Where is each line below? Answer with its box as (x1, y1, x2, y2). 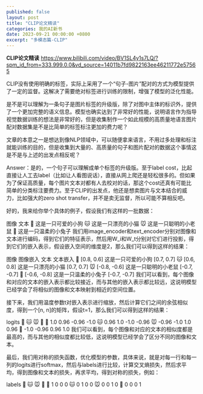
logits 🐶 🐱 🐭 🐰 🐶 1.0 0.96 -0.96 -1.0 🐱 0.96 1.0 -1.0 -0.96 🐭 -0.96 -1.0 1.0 (6, 318, 192, 326)
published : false (6, 8, 50, 15)
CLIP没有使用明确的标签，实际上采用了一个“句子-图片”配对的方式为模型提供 (6, 80, 195, 87)
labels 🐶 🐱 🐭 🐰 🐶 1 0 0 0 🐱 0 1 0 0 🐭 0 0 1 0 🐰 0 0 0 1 (6, 381, 142, 388)
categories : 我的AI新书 (6, 25, 62, 32)
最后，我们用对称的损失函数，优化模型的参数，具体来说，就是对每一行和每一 (6, 353, 197, 361)
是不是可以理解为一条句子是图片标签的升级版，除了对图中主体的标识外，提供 (6, 100, 197, 108)
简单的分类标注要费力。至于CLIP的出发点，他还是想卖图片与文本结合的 (6, 187, 182, 194)
